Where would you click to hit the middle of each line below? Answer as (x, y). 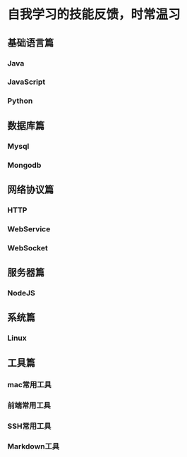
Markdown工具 (34, 446)
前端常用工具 (29, 405)
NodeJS (21, 293)
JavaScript (26, 82)
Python (20, 101)
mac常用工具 (29, 384)
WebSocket (28, 248)
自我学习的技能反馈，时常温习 (94, 14)
